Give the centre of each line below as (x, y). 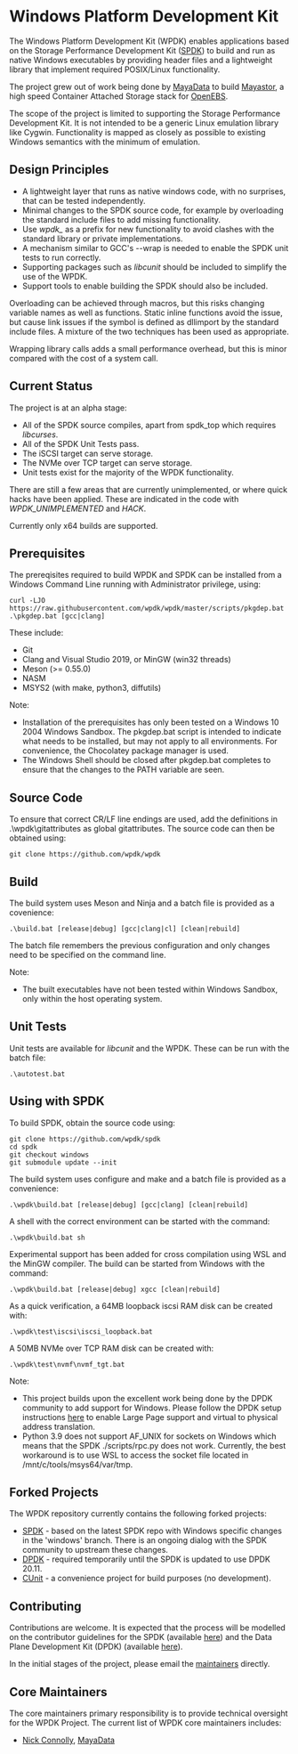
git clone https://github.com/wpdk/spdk (85, 1139)
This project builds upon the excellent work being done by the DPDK (147, 1398)
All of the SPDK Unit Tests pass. (81, 443)
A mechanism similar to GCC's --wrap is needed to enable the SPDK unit (155, 248)
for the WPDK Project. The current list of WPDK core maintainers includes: (145, 1723)
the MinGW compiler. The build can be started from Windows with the (137, 1263)
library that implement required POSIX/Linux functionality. (115, 69)
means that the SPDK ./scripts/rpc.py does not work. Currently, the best (154, 1445)
